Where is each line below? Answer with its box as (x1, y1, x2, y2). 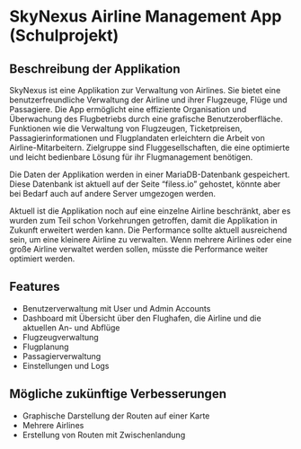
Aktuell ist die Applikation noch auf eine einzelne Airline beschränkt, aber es (9, 206, 291, 216)
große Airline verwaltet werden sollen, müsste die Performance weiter (9, 244, 269, 254)
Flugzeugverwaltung (22, 331, 99, 342)
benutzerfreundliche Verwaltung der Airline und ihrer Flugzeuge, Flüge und (9, 94, 288, 105)
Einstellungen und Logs (22, 360, 110, 371)
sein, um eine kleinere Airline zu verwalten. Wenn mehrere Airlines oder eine (9, 234, 292, 244)
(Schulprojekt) (9, 25, 120, 46)
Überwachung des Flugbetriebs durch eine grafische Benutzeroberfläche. (9, 114, 283, 124)
